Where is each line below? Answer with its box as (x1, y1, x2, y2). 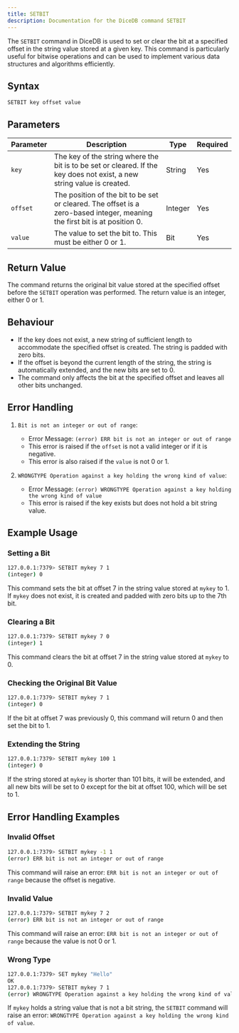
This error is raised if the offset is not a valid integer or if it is (28, 442, 208, 450)
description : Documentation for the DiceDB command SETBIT (7, 17, 186, 24)
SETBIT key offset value (7, 99, 81, 106)
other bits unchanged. (17, 381, 83, 389)
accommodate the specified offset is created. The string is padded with (17, 343, 228, 351)
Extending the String (7, 740, 80, 750)
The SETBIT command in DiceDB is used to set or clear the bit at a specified (7, 36, 228, 45)
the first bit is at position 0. (53, 217, 144, 227)
